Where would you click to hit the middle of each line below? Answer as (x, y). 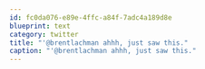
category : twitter (44, 34)
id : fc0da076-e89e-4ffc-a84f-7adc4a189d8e (91, 17)
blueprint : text (40, 26)
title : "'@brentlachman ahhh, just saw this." (99, 43)
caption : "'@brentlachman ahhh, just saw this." (103, 51)
